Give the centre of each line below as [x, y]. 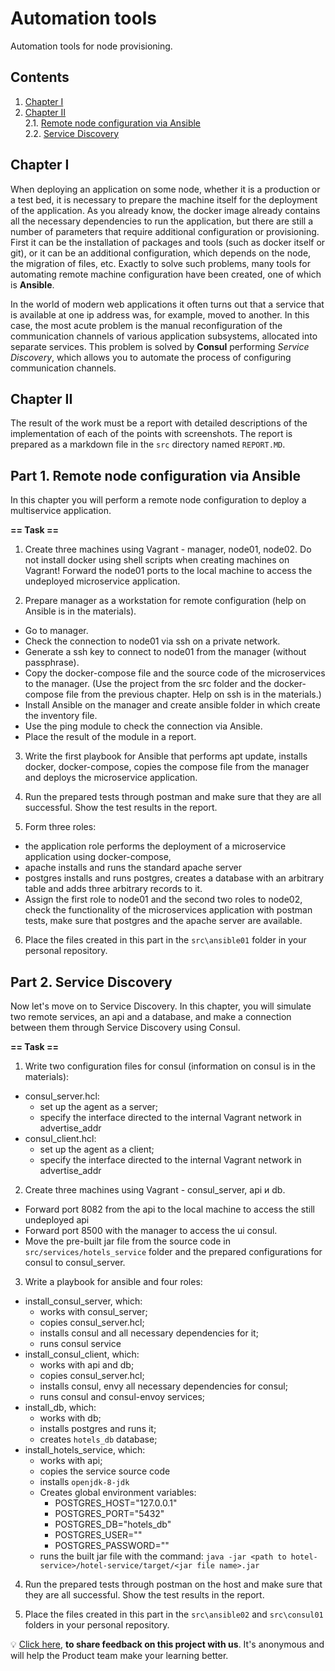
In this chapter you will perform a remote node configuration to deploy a [158, 500]
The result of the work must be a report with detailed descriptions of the [159, 423]
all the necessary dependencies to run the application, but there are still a [162, 221]
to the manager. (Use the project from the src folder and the [148, 684]
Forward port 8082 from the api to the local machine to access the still [169, 1209]
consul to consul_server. [75, 1262]
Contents [40, 77]
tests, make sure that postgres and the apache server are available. [163, 921]
